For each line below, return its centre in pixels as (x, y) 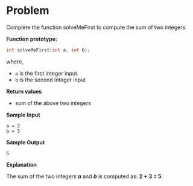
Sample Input (23, 115)
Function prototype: (32, 39)
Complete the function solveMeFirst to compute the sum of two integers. (96, 27)
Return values (24, 91)
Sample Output (26, 142)
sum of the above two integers (53, 103)
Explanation (22, 164)
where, (15, 62)
